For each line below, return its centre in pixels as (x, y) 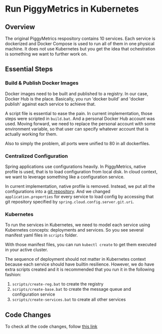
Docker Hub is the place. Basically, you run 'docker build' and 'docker (75, 99)
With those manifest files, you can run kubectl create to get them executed (81, 245)
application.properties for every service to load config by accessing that (80, 196)
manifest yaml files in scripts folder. (41, 235)
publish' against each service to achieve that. (50, 104)
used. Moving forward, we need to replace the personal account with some (80, 124)
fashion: (13, 275)
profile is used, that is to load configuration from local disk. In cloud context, (81, 171)
